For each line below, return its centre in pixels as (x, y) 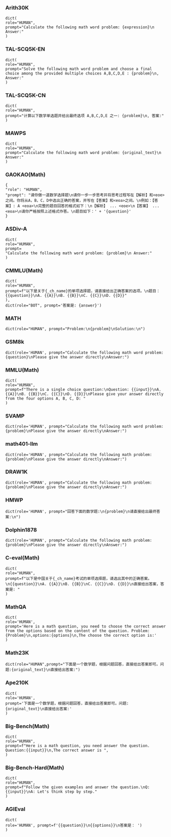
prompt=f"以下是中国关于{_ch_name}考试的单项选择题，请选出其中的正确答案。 (79, 578)
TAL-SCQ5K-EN (25, 49)
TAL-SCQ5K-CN (26, 95)
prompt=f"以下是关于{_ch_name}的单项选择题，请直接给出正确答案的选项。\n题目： (83, 291)
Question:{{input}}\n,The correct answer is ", (57, 750)
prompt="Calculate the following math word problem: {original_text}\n (83, 153)
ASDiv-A (16, 229)
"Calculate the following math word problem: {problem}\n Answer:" (79, 253)
